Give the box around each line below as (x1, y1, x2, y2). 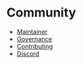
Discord (16, 50, 40, 58)
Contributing (16, 42, 53, 50)
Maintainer (16, 28, 48, 36)
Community (6, 5, 77, 21)
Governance (16, 34, 53, 43)
